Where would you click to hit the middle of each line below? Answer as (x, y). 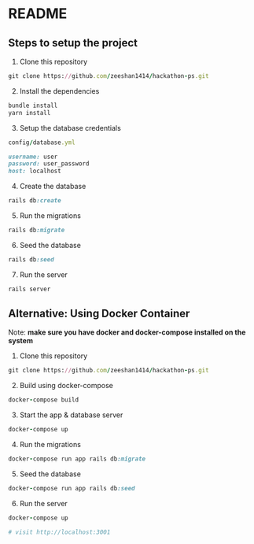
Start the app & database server (71, 415)
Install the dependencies (59, 91)
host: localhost (35, 171)
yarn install (29, 113)
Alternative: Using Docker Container (99, 314)
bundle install (33, 105)
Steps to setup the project (73, 43)
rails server (29, 289)
